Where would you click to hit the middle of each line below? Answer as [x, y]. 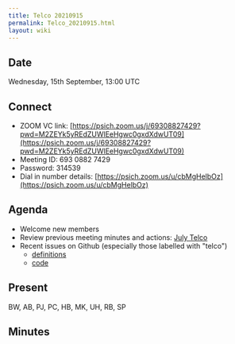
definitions [49, 254]
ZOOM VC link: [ [46, 126]
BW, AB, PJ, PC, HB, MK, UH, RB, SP [67, 307]
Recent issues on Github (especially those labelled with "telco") [123, 245]
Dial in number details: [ [58, 176]
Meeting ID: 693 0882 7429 [65, 159]
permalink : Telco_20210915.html [62, 23]
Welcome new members [59, 229]
